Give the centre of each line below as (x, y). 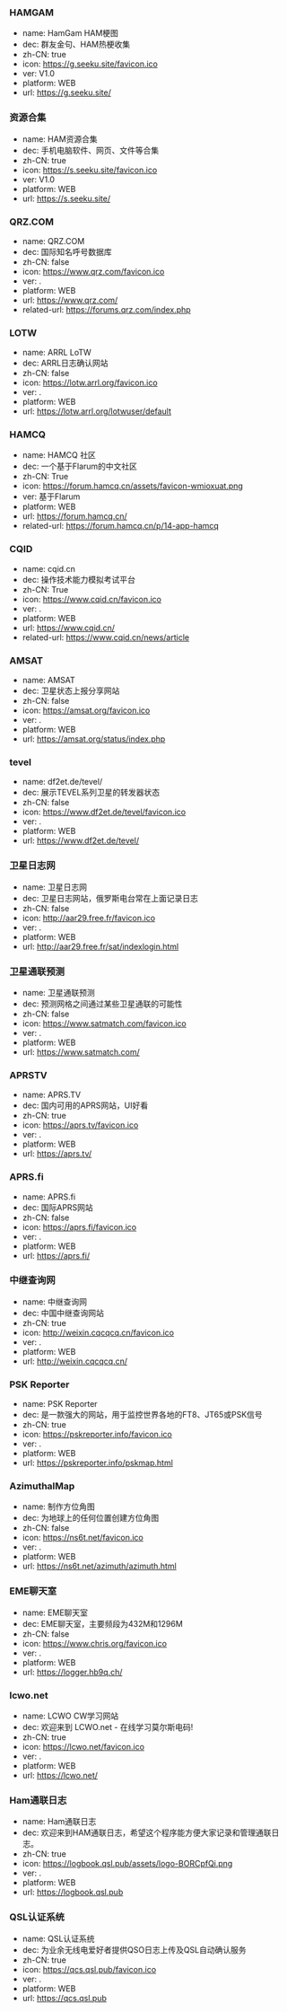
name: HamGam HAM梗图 (70, 33)
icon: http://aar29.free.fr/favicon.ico (88, 918)
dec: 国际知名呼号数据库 (67, 251)
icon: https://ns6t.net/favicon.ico (83, 1538)
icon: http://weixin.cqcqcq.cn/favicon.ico (98, 1332)
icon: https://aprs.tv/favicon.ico (80, 1125)
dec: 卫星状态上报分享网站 (71, 691)
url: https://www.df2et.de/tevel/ (81, 840)
